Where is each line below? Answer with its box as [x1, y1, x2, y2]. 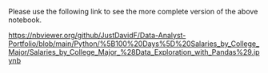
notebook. [8, 15, 42, 25]
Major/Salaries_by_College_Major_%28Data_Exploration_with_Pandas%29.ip [8, 48, 260, 56]
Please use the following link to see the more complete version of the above [8, 7, 258, 16]
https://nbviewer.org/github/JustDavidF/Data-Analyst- [8, 31, 186, 40]
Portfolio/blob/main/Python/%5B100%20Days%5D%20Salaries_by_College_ [8, 39, 260, 48]
